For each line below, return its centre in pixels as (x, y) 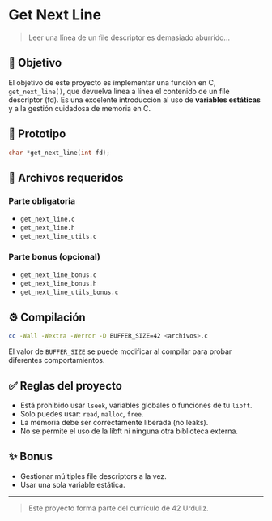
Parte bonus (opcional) (55, 257)
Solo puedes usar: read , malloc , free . (82, 413)
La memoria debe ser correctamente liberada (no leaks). (114, 422)
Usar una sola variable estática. (72, 484)
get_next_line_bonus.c (58, 275)
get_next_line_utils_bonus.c (69, 293)
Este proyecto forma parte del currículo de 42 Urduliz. (118, 508)
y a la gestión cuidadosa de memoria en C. (80, 108)
